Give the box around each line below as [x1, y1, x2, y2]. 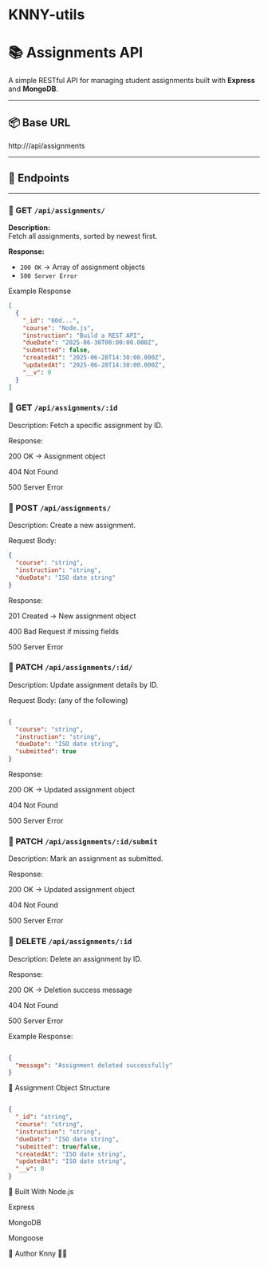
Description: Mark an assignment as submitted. [8, 854, 164, 863]
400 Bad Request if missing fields [8, 626, 120, 636]
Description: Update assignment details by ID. [8, 680, 159, 689]
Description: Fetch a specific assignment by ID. [8, 420, 164, 430]
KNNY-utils [8, 6, 85, 24]
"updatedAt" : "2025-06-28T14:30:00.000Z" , [22, 361, 166, 369]
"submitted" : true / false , [15, 1142, 102, 1151]
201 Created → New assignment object [8, 611, 136, 621]
